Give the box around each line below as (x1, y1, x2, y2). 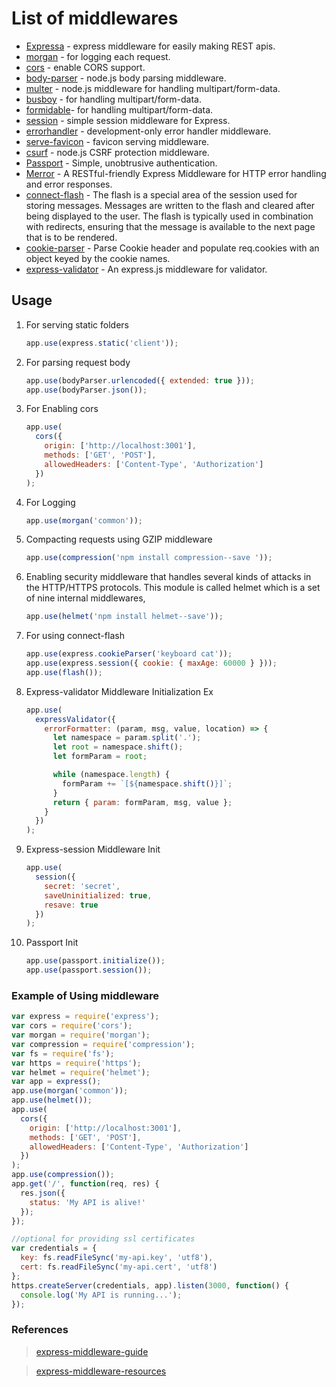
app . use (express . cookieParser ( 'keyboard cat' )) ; (25, 649, 233, 659)
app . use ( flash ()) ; (25, 667, 103, 677)
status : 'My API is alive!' (29, 1197, 146, 1207)
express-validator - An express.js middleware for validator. (25, 263, 268, 275)
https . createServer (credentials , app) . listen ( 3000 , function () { (11, 1280, 289, 1291)
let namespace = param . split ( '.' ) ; (52, 733, 202, 743)
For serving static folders (25, 318, 129, 331)
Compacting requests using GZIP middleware (25, 533, 213, 546)
